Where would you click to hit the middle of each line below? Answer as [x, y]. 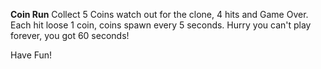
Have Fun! [31, 55]
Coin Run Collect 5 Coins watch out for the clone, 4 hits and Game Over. [159, 14]
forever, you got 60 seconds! [70, 35]
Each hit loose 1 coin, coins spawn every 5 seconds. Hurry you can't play [161, 25]
